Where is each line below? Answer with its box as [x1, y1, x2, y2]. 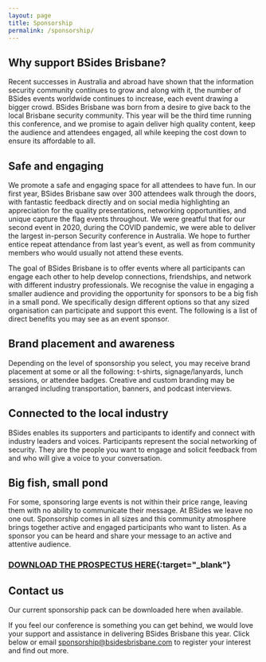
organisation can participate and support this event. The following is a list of [8, 306, 257, 315]
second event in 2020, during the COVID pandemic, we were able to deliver [8, 223, 256, 232]
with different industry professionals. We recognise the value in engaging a [8, 280, 255, 290]
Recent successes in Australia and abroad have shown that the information [8, 77, 254, 87]
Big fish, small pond [8, 477, 109, 490]
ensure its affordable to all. [8, 136, 96, 146]
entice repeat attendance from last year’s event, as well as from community [8, 239, 256, 249]
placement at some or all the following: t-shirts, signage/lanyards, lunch [8, 367, 244, 376]
